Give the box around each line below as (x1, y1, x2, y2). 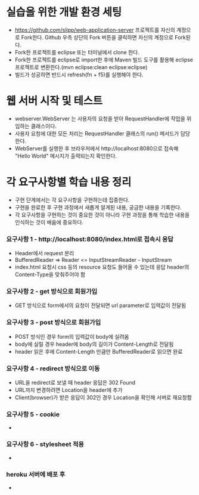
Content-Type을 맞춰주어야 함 (14, 271, 86, 278)
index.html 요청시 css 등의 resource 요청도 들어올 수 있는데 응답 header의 (14, 264, 189, 271)
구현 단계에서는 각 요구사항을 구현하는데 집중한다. (14, 196, 130, 203)
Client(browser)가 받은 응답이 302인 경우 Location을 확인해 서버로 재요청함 (14, 394, 192, 401)
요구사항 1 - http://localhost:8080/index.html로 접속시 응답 (6, 235, 174, 243)
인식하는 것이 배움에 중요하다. (14, 218, 84, 225)
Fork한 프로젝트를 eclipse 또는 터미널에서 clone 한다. (14, 48, 140, 55)
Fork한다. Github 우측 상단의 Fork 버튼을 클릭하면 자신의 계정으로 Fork (21, 33, 186, 41)
